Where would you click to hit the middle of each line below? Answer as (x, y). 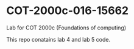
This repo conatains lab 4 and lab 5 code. (58, 39)
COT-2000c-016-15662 (68, 11)
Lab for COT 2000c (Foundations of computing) (66, 28)
